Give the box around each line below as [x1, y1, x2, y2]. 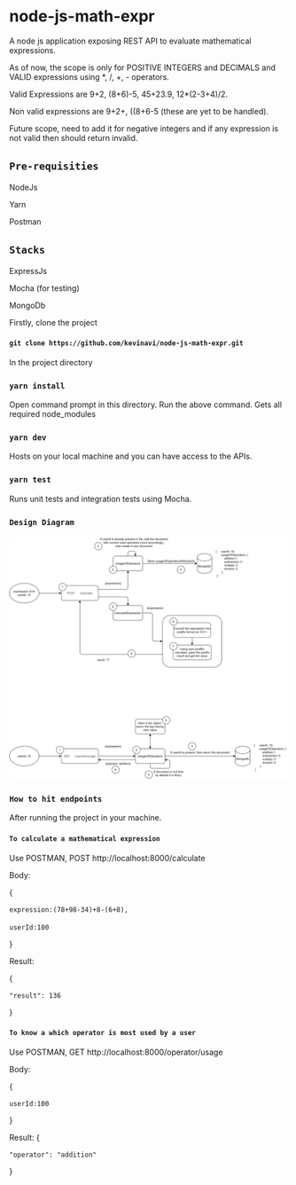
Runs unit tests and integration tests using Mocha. [9, 493, 192, 504]
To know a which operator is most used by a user [9, 1029, 197, 1038]
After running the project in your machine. [9, 812, 162, 823]
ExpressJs [9, 265, 47, 276]
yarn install [9, 381, 66, 391]
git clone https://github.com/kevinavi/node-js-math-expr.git [9, 339, 244, 348]
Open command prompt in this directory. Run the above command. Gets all [9, 399, 282, 410]
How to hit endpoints [9, 794, 103, 804]
